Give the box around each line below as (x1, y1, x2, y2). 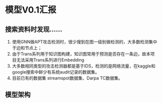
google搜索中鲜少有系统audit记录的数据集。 (12, 69, 100, 75)
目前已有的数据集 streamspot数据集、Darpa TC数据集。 (12, 75, 123, 81)
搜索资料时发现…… (5, 25, 63, 33)
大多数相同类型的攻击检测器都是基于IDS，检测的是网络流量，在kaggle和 (12, 63, 156, 69)
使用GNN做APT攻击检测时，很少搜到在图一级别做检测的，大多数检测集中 (12, 39, 157, 44)
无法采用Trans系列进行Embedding (16, 57, 85, 63)
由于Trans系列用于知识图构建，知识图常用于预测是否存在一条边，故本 (12, 51, 151, 57)
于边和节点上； (12, 45, 42, 51)
